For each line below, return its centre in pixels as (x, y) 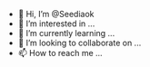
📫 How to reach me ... (60, 53)
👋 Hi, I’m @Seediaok (56, 14)
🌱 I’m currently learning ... (66, 33)
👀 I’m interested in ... (56, 24)
